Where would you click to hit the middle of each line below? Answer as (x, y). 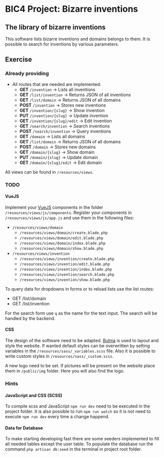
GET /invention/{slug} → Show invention (62, 110)
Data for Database (24, 428)
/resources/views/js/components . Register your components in (68, 213)
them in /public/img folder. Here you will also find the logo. (65, 371)
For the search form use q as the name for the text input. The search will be (81, 313)
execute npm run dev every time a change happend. (57, 417)
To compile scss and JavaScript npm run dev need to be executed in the (78, 406)
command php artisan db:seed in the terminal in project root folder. (74, 449)
